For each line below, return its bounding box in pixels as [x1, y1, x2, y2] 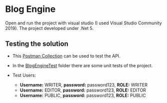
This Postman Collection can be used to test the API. [12, 53, 121, 59]
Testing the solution [5, 40, 69, 48]
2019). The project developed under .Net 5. [5, 25, 94, 31]
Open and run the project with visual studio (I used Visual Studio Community [5, 20, 162, 26]
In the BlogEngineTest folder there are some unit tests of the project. [12, 62, 153, 68]
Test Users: [12, 72, 36, 78]
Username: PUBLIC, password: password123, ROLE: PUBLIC [19, 92, 146, 98]
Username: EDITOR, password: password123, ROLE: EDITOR [19, 87, 146, 93]
